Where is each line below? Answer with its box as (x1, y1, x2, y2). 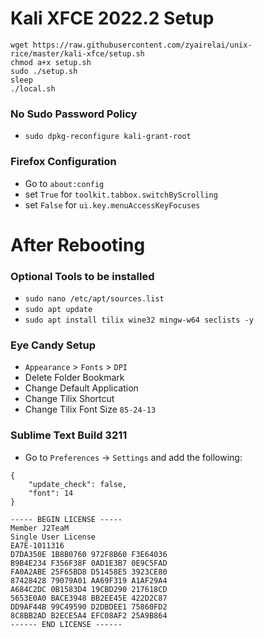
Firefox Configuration (10, 155, 117, 169)
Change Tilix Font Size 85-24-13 (24, 403, 157, 416)
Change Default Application (24, 382, 139, 394)
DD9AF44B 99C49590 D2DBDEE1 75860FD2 (10, 602, 168, 612)
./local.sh (10, 83, 56, 94)
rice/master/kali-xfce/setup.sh (10, 48, 145, 59)
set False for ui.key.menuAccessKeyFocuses (24, 198, 201, 211)
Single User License (10, 532, 97, 542)
